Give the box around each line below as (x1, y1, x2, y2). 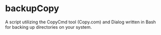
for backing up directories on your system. (5, 24, 92, 30)
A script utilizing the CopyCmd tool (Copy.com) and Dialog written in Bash (5, 19, 156, 25)
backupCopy (5, 3, 59, 14)
